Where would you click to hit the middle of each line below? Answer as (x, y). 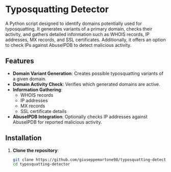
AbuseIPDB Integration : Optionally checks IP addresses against (80, 117)
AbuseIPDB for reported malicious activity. (57, 122)
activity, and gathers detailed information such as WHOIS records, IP (77, 34)
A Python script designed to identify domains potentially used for (74, 23)
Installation (23, 138)
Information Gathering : (38, 90)
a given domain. (30, 79)
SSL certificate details (43, 111)
